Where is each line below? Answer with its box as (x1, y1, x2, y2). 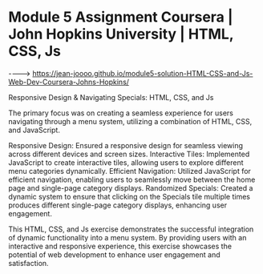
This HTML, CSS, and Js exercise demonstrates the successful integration (8, 224, 254, 234)
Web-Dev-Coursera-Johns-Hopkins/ (8, 77, 130, 87)
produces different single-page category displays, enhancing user (8, 200, 227, 210)
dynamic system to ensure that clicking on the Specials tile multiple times (8, 191, 251, 201)
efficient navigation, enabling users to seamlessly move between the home (8, 175, 256, 184)
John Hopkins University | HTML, (8, 25, 234, 43)
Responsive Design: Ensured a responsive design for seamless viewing (8, 140, 243, 150)
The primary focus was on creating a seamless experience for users (8, 108, 234, 118)
